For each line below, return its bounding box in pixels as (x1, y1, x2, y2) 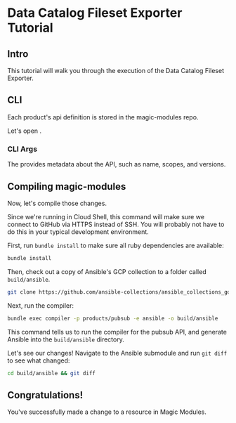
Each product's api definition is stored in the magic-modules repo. (7, 112, 199, 121)
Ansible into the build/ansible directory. (7, 335, 124, 344)
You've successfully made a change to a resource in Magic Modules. (7, 408, 207, 416)
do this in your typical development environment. (7, 227, 149, 236)
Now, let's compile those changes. (7, 199, 107, 207)
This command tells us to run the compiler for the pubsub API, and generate (7, 327, 227, 336)
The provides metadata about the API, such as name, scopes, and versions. (7, 160, 226, 169)
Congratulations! (7, 389, 84, 401)
